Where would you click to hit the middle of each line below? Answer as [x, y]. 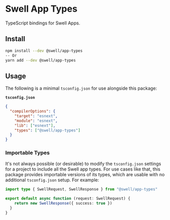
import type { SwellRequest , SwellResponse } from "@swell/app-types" [81, 189]
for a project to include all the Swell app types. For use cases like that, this [83, 169]
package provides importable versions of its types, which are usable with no [85, 175]
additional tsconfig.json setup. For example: [52, 180]
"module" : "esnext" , [36, 121]
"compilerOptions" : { [33, 112]
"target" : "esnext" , [36, 116]
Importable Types [27, 153]
